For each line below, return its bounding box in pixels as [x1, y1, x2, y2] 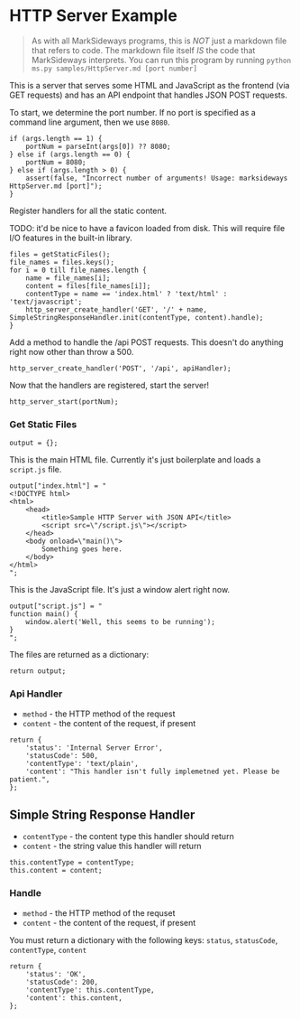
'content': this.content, [25, 993, 123, 1003]
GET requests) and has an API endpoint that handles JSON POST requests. [9, 89, 288, 100]
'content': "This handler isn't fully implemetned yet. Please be [25, 767, 280, 776]
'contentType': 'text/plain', [25, 759, 140, 768]
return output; [9, 667, 67, 676]
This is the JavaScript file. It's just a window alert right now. [9, 584, 231, 595]
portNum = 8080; [25, 157, 87, 167]
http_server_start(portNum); [9, 397, 119, 407]
